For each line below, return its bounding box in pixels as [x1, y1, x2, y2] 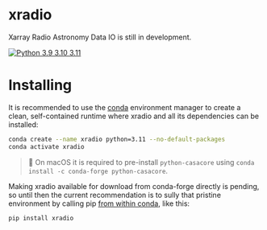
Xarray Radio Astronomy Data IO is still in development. [8, 32, 192, 42]
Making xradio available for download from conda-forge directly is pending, [8, 181, 260, 191]
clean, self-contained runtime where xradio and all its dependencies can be [8, 111, 260, 121]
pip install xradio [8, 214, 74, 222]
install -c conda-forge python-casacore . [27, 166, 168, 175]
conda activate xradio [8, 142, 85, 150]
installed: [8, 119, 39, 129]
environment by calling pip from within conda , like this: [8, 199, 190, 208]
